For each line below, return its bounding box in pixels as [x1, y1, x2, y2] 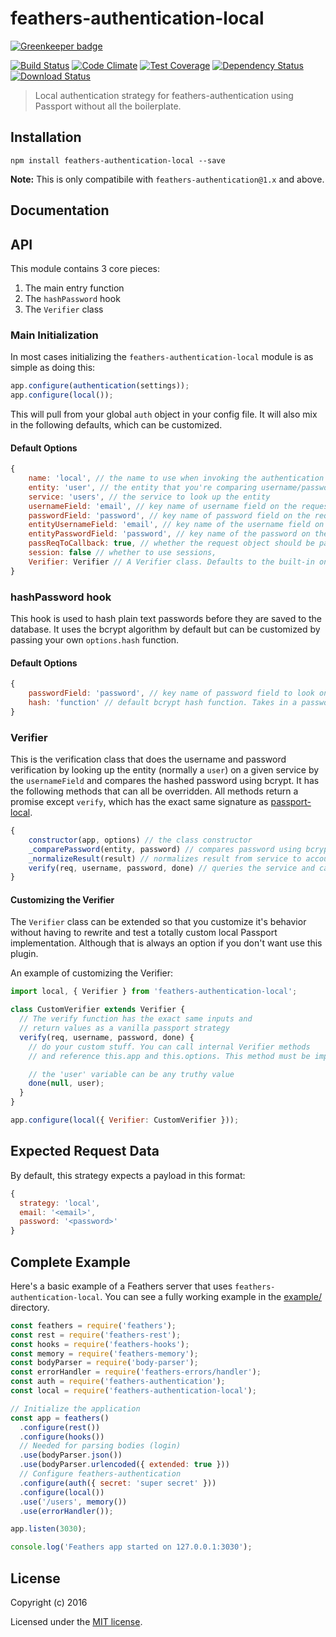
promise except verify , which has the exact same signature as [10, 796, 269, 807]
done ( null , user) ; [28, 1078, 105, 1089]
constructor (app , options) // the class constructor [28, 835, 253, 845]
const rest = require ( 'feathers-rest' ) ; [10, 1330, 182, 1340]
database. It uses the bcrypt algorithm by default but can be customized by [10, 623, 321, 635]
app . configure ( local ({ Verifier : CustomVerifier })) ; [10, 1115, 240, 1126]
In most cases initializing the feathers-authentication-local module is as [10, 351, 314, 363]
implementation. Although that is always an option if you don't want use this [10, 937, 323, 949]
